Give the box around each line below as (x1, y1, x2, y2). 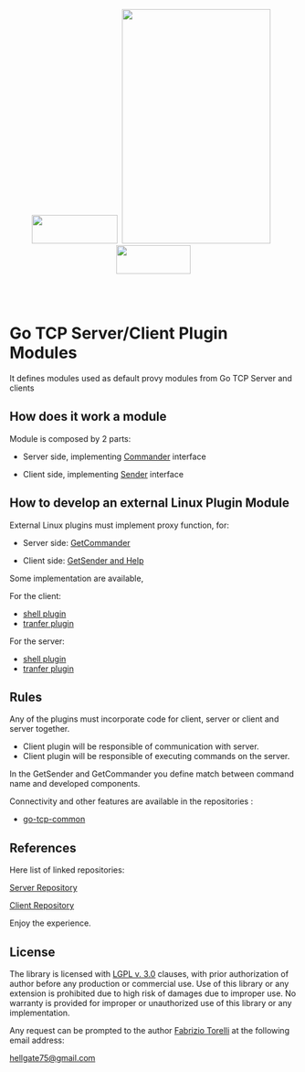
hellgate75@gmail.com (9, 1053, 96, 1063)
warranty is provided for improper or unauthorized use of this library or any (9, 998, 292, 1008)
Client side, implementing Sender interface (22, 468, 184, 479)
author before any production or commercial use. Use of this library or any (9, 979, 289, 989)
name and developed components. (9, 778, 141, 789)
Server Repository (9, 883, 78, 894)
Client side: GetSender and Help (22, 554, 144, 566)
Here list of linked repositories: (9, 864, 125, 875)
